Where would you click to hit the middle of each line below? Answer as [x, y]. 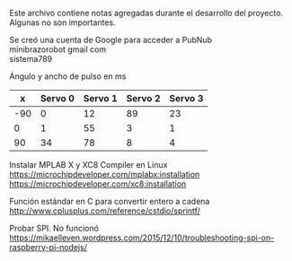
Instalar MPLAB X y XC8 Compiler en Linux [88, 165]
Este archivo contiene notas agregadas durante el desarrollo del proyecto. [146, 13]
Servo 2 [143, 98]
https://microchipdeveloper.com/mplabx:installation [105, 174]
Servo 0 [57, 98]
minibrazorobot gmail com [58, 49]
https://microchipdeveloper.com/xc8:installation [98, 184]
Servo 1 [101, 98]
